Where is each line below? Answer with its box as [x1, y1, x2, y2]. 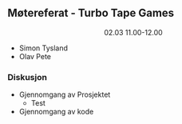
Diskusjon [7, 71, 47, 82]
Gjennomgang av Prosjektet [18, 90, 111, 99]
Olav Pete [18, 51, 51, 61]
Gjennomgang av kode [18, 107, 94, 117]
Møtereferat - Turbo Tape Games [7, 6, 175, 20]
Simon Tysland [18, 43, 69, 53]
